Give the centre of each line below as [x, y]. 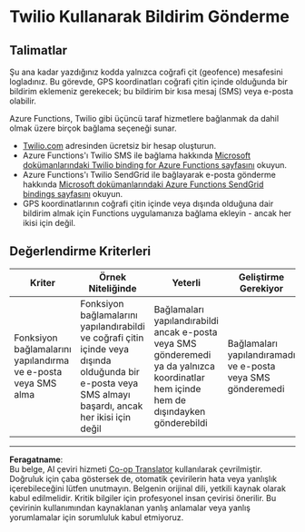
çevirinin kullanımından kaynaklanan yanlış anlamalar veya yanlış [130, 507]
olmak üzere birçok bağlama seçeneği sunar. [93, 128]
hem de [170, 399]
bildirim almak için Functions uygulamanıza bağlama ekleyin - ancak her [157, 213]
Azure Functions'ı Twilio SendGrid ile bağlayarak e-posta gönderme [149, 175]
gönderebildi [181, 422]
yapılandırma [42, 360]
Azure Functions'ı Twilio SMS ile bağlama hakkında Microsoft [137, 155]
